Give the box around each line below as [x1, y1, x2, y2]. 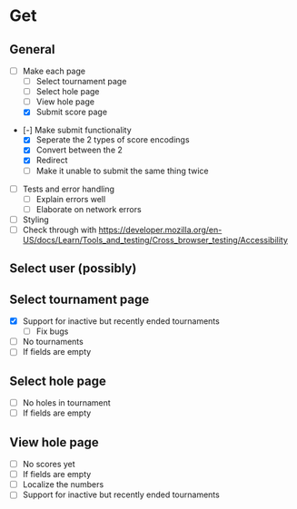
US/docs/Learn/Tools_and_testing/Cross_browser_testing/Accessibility [22, 234, 289, 245]
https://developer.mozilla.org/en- [98, 224, 223, 235]
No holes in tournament [22, 397, 111, 408]
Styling [22, 214, 50, 225]
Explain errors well [35, 193, 106, 204]
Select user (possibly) [9, 260, 137, 277]
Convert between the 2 [35, 144, 123, 155]
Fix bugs [35, 326, 69, 337]
